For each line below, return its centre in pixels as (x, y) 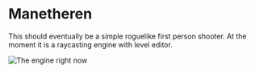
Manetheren (50, 14)
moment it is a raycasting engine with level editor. (91, 44)
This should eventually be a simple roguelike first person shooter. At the (127, 36)
